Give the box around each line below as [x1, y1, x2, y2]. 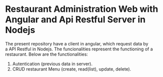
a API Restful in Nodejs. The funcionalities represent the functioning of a [5, 46, 153, 52]
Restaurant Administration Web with [5, 3, 159, 15]
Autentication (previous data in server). [12, 61, 93, 67]
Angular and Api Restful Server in [5, 14, 146, 25]
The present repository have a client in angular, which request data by [5, 40, 149, 46]
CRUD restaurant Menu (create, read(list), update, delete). [12, 66, 132, 72]
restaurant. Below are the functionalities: [5, 51, 88, 57]
